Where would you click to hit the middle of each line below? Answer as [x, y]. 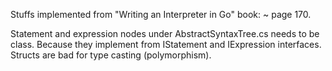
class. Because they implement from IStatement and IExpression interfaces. [166, 44]
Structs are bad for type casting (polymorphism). [111, 55]
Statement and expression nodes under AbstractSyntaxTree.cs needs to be [165, 33]
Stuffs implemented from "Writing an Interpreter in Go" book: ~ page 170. [161, 14]
